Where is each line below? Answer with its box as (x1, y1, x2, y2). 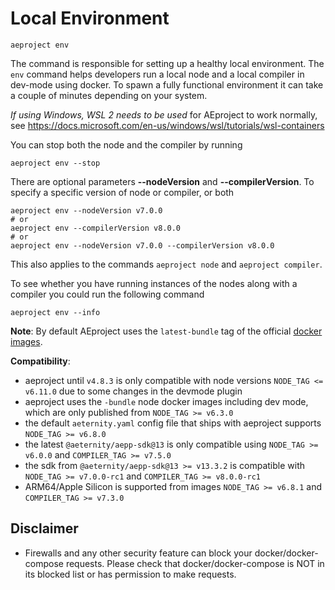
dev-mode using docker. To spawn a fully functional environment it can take (10, 78, 324, 91)
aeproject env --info (10, 307, 101, 317)
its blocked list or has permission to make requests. (24, 568, 237, 580)
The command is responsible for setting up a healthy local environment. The (10, 57, 325, 69)
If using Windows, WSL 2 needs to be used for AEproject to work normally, (10, 108, 318, 121)
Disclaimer (10, 520, 79, 537)
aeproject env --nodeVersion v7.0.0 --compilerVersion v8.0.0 (10, 240, 275, 251)
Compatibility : (10, 355, 71, 367)
